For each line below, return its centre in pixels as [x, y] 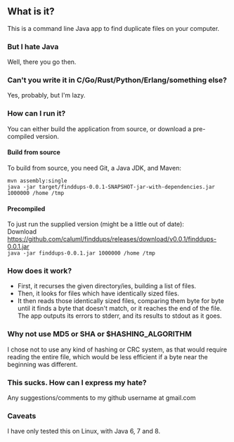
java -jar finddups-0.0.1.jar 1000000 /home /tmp [82, 253]
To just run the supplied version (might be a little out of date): [96, 225]
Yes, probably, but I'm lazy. [46, 95]
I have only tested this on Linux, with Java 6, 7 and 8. [84, 431]
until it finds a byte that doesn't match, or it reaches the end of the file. [119, 309]
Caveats [22, 415]
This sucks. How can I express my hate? [77, 382]
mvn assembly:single [38, 181]
